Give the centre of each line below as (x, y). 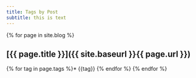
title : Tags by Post (32, 12)
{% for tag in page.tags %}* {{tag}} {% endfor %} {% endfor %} (87, 69)
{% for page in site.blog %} (40, 35)
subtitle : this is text (36, 18)
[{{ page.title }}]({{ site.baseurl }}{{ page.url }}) (99, 54)
